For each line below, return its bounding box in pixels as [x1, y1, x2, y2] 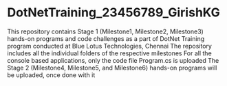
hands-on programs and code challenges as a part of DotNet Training [7, 34, 205, 42]
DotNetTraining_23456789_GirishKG [7, 5, 220, 20]
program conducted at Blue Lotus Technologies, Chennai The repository [7, 42, 212, 50]
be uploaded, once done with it [7, 70, 96, 79]
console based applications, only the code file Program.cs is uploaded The [7, 56, 219, 64]
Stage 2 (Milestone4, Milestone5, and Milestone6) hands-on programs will [7, 63, 217, 72]
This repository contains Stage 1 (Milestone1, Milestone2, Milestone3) [7, 27, 204, 35]
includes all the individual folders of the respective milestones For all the [7, 49, 212, 57]
